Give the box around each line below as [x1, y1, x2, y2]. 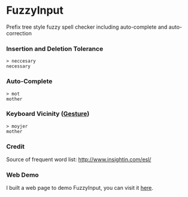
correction [6, 29, 32, 36]
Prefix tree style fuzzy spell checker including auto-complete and [6, 23, 168, 30]
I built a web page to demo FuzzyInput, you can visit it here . [6, 184, 154, 192]
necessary [6, 63, 31, 69]
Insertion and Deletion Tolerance [6, 44, 104, 53]
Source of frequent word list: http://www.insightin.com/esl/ [6, 156, 151, 163]
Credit [6, 142, 25, 150]
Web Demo [6, 171, 39, 179]
